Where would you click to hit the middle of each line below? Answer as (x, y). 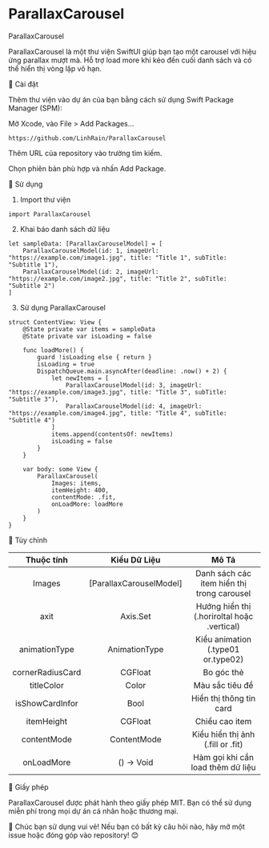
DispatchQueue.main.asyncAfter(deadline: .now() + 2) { (132, 371)
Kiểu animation (224, 639)
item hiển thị (223, 583)
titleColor (46, 685)
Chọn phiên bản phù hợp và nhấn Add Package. (87, 168)
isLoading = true (66, 364)
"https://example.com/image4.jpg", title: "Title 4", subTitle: (118, 413)
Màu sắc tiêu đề (223, 685)
